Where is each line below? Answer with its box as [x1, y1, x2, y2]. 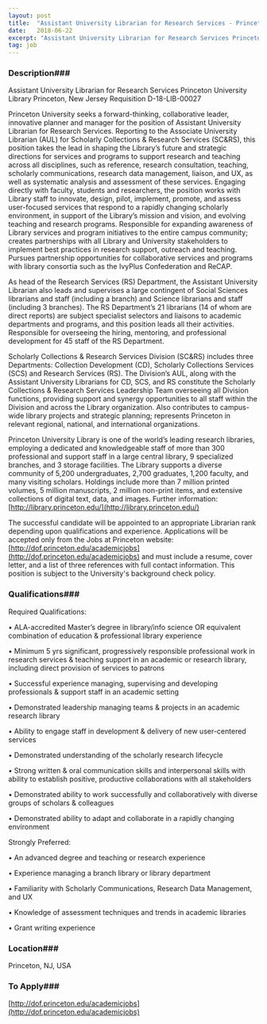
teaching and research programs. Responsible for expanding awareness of [8, 220, 253, 229]
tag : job [8, 41, 37, 49]
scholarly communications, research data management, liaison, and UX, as [8, 169, 253, 178]
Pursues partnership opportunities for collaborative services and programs [8, 253, 253, 263]
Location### [8, 943, 60, 954]
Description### [8, 68, 71, 79]
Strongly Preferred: [8, 837, 72, 846]
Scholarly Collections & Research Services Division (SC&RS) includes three [8, 352, 254, 362]
